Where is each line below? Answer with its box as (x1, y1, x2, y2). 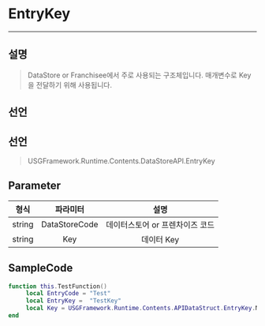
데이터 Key (140, 234, 180, 245)
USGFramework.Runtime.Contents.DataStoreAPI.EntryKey (27, 156, 215, 166)
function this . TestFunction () (8, 282, 108, 290)
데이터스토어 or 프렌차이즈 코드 (106, 219, 215, 230)
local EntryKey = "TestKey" (25, 297, 122, 305)
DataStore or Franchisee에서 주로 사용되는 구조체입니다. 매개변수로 (27, 70, 237, 80)
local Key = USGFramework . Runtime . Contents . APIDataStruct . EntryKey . (25, 305, 256, 313)
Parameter (8, 179, 62, 193)
